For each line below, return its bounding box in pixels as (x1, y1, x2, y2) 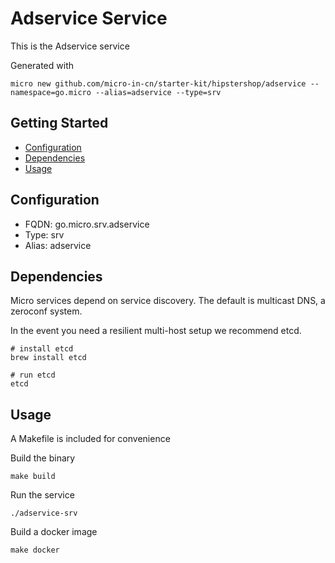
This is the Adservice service (10, 40, 130, 52)
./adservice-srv (10, 508, 78, 519)
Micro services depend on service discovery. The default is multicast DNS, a (10, 295, 326, 307)
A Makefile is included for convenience (10, 433, 171, 445)
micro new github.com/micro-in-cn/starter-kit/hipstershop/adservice (10, 78, 307, 89)
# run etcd (10, 370, 56, 381)
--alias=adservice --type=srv (95, 87, 222, 97)
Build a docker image (10, 526, 98, 538)
